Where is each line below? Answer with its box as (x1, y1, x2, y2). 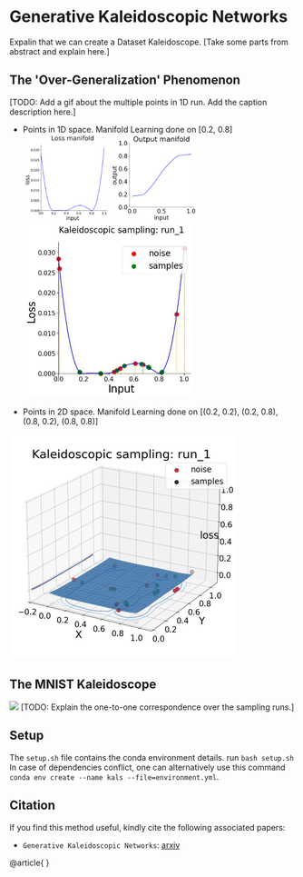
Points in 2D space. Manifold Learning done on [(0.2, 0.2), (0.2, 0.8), (22, 406, 279, 417)
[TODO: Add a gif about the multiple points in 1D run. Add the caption (9, 96, 268, 107)
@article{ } (9, 857, 50, 868)
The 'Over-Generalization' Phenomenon (9, 73, 240, 88)
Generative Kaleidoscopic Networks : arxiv (22, 839, 181, 851)
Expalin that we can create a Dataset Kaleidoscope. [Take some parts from (9, 36, 288, 47)
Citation (9, 798, 56, 813)
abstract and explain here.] (9, 45, 111, 56)
